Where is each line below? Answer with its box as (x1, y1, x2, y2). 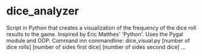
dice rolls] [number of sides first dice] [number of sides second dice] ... (6, 43, 186, 51)
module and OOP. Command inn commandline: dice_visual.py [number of (6, 37, 190, 44)
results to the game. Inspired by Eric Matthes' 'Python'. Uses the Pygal (6, 30, 184, 37)
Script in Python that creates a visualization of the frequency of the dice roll (6, 24, 197, 31)
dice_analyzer (6, 4, 79, 18)
